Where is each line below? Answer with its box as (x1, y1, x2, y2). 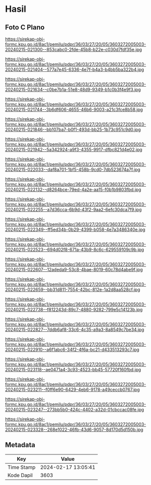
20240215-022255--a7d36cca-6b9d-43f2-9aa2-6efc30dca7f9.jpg (5, 207, 142, 212)
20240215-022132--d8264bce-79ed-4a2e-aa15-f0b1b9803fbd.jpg (5, 187, 141, 193)
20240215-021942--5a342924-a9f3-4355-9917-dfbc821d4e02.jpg (5, 147, 143, 152)
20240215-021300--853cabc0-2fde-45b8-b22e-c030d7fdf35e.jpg (5, 47, 142, 52)
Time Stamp (7, 464, 36, 471)
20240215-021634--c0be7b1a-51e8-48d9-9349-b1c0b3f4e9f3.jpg (5, 87, 141, 92)
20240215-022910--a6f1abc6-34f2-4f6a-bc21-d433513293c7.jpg (5, 347, 139, 353)
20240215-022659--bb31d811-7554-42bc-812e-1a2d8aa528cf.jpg (5, 287, 140, 292)
